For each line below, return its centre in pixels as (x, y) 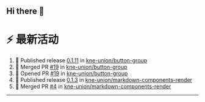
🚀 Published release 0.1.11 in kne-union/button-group (81, 60)
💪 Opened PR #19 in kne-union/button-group (71, 73)
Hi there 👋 (25, 11)
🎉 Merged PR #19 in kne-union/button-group (71, 67)
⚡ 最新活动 (33, 39)
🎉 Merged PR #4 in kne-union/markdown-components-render (93, 87)
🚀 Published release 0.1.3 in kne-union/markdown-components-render (104, 80)
